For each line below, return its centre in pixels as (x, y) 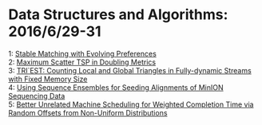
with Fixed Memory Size (48, 79)
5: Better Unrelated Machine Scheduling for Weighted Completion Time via (131, 104)
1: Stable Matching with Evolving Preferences (83, 53)
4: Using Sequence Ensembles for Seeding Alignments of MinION (116, 87)
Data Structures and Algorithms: (118, 15)
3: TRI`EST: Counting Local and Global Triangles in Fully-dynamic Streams (130, 70)
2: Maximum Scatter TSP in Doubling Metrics (82, 62)
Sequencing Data (37, 96)
